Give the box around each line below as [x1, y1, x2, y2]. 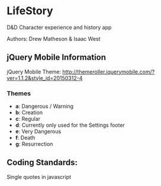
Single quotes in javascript [7, 173, 72, 180]
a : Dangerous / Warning [15, 102, 73, 110]
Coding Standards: [7, 158, 78, 168]
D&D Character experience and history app [7, 24, 112, 31]
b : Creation [15, 109, 43, 116]
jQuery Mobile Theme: [7, 68, 62, 75]
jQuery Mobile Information [7, 52, 106, 63]
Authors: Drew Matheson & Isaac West [7, 35, 101, 42]
